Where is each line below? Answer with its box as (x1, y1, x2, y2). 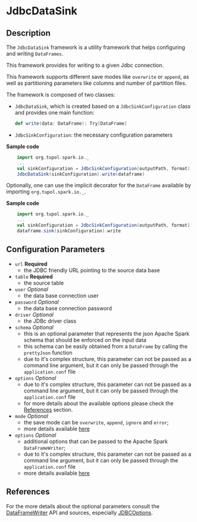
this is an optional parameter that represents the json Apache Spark (23, 330, 190, 337)
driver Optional (14, 311, 54, 318)
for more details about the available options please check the (23, 400, 174, 407)
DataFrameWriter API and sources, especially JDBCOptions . (6, 509, 153, 516)
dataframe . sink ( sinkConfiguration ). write (17, 228, 121, 234)
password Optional (14, 298, 59, 305)
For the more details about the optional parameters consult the (6, 502, 160, 509)
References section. (23, 406, 73, 413)
